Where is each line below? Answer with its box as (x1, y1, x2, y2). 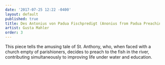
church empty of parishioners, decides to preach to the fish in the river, (5, 49, 150, 55)
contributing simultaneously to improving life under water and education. (5, 54, 152, 60)
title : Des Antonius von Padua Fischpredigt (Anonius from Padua (5, 21, 141, 26)
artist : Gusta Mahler (5, 26, 50, 31)
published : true (5, 16, 38, 21)
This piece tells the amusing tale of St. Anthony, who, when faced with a (5, 44, 151, 49)
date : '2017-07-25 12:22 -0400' (5, 7, 71, 12)
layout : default (5, 12, 38, 17)
